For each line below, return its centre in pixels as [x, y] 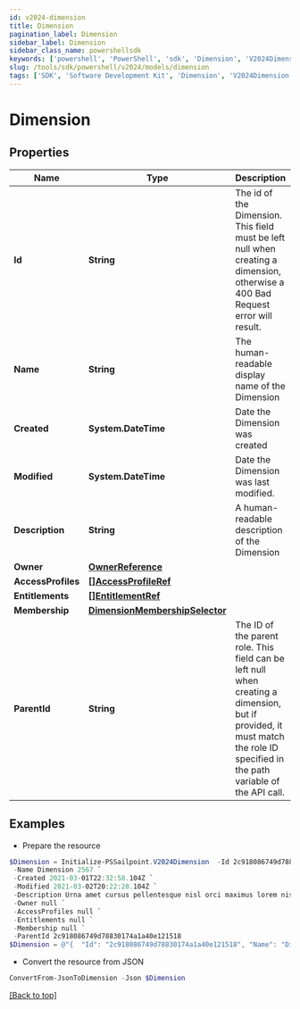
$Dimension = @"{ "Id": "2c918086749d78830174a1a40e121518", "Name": [143, 945]
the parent [257, 636]
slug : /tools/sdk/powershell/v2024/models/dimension [109, 68]
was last [253, 481]
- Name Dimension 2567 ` [57, 870]
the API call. [260, 792]
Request [253, 304]
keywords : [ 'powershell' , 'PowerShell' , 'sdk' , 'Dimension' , [125, 59]
